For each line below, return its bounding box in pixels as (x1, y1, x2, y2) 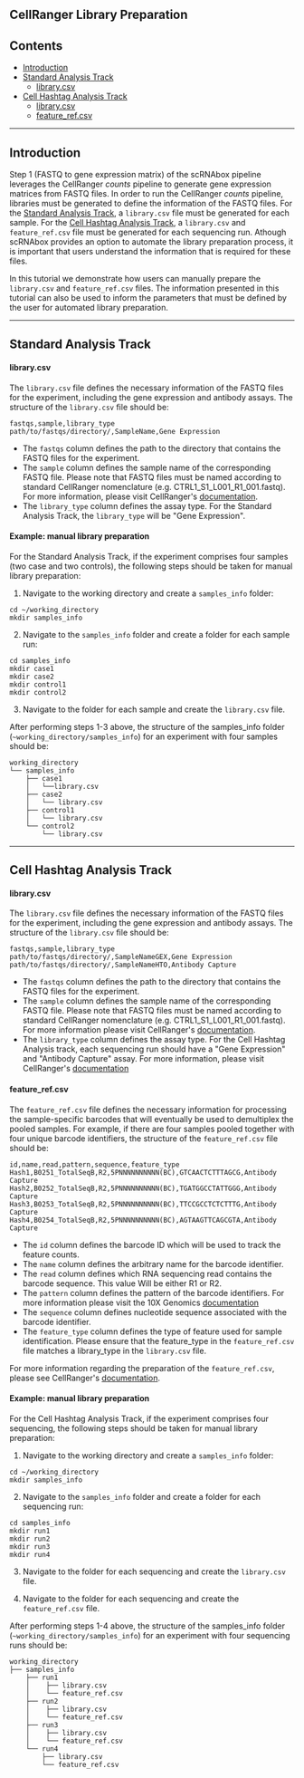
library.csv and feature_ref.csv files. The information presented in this (9, 283, 280, 293)
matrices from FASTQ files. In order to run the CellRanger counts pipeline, (9, 188, 283, 199)
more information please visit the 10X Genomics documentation (22, 1297, 260, 1308)
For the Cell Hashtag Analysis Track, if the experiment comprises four (9, 1413, 269, 1424)
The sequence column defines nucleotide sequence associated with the (22, 1306, 288, 1317)
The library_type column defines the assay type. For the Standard (22, 500, 272, 511)
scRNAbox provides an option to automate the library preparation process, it (9, 236, 294, 247)
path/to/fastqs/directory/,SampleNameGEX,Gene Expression (9, 953, 233, 962)
